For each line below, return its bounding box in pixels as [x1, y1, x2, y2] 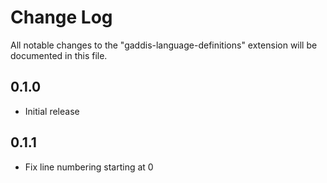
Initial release [24, 105, 80, 117]
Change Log [10, 6, 113, 29]
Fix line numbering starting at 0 [24, 161, 154, 173]
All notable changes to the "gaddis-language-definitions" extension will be [10, 39, 318, 51]
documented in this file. [10, 49, 108, 61]
